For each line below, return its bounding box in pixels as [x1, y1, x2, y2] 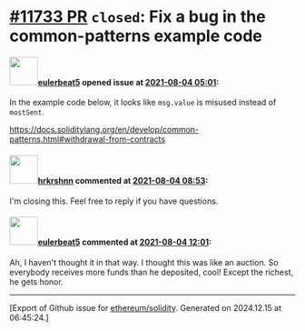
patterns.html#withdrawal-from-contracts [9, 134, 166, 145]
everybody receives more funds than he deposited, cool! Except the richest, [9, 266, 294, 277]
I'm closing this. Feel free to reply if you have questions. [9, 196, 219, 206]
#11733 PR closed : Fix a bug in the [9, 6, 266, 27]
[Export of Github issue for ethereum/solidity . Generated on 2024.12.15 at [9, 302, 282, 313]
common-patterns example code [9, 25, 263, 46]
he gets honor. [9, 276, 64, 287]
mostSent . [9, 106, 45, 117]
